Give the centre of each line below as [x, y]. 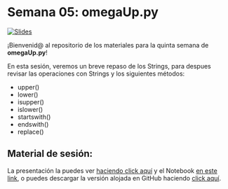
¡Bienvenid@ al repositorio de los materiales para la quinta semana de [108, 45]
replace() [31, 132]
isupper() [31, 101]
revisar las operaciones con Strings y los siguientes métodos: [96, 73]
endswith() [33, 124]
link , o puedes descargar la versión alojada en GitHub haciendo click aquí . [114, 178]
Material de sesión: [50, 154]
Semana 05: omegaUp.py [83, 12]
